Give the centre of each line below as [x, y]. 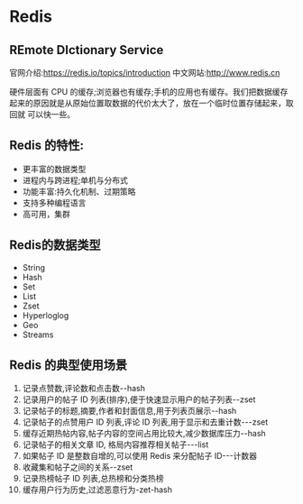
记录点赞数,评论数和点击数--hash [84, 389]
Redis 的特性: [46, 146]
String [34, 267]
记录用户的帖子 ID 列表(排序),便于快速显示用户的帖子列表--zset [139, 399]
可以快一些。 [50, 114]
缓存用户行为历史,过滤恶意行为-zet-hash [97, 490]
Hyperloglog [46, 315]
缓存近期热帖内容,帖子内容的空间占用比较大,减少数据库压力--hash [144, 434]
